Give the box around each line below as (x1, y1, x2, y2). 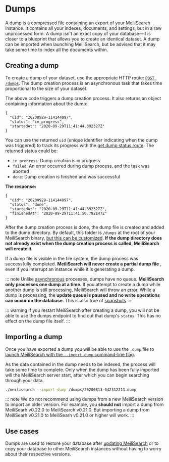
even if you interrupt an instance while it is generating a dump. (5, 266, 135, 272)
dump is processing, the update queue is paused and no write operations (5, 292, 160, 298)
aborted (12, 168, 29, 174)
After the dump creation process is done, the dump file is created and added (5, 224, 164, 230)
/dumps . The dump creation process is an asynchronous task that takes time (5, 80, 162, 86)
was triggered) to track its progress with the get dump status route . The (5, 142, 154, 148)
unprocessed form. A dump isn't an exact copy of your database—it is (5, 30, 151, 36)
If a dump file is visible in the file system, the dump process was (5, 255, 139, 261)
